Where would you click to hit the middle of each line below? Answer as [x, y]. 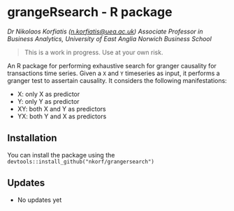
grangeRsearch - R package [90, 12]
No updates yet [39, 200]
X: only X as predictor [49, 94]
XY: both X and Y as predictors [61, 109]
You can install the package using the [61, 155]
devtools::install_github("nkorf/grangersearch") [81, 162]
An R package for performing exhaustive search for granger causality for [112, 65]
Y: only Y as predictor [48, 101]
